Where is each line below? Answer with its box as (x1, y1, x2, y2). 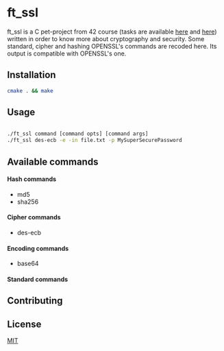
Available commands (7, 156, 99, 167)
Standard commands (7, 275, 69, 283)
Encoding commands (7, 244, 69, 252)
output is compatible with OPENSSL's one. (7, 49, 127, 58)
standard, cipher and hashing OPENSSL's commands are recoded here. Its (7, 42, 217, 50)
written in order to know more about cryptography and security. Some (7, 34, 205, 43)
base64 (16, 259, 39, 268)
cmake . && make (7, 87, 53, 94)
